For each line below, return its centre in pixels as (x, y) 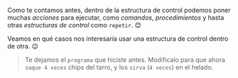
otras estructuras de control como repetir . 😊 (75, 25)
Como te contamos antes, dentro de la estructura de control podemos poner (119, 10)
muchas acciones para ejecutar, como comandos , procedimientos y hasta (116, 18)
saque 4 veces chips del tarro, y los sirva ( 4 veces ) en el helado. (119, 67)
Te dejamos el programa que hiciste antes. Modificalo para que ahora (125, 60)
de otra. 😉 (23, 46)
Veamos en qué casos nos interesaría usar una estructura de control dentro (118, 39)
